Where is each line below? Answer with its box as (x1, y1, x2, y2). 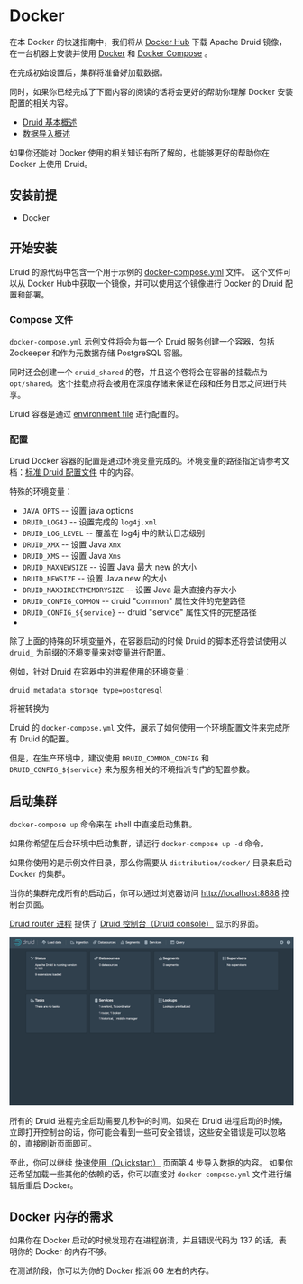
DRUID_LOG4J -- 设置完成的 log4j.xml (22, 516, 158, 527)
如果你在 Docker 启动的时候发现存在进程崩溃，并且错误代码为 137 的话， (9, 1235, 280, 1246)
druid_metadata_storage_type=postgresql (9, 686, 164, 695)
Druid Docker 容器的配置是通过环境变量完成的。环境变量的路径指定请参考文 (9, 456, 290, 467)
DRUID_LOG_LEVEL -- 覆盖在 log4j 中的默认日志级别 (22, 528, 206, 539)
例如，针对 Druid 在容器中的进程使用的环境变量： (9, 666, 192, 677)
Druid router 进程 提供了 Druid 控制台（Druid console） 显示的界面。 (9, 918, 263, 929)
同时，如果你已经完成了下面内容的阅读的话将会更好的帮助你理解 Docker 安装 (9, 86, 294, 97)
